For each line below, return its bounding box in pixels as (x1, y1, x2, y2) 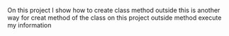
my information (7, 21, 52, 29)
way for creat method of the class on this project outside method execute (7, 13, 222, 22)
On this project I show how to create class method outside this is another (7, 6, 220, 14)
